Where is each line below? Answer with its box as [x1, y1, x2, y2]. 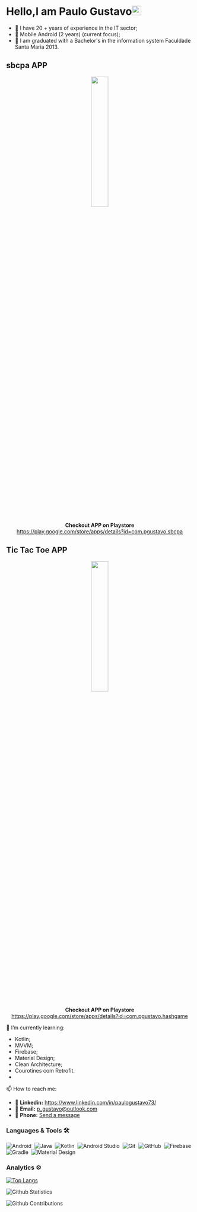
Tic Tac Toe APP [6, 545, 68, 555]
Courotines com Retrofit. [14, 1067, 75, 1074]
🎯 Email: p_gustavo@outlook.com [14, 1105, 98, 1112]
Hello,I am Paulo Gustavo [6, 5, 132, 18]
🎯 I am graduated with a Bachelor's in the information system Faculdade [14, 37, 191, 44]
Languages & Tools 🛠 [6, 1127, 70, 1135]
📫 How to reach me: [6, 1085, 57, 1092]
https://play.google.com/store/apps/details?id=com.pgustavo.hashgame [11, 1012, 188, 1019]
